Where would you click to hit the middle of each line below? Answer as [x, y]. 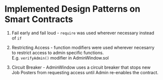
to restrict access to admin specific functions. [58, 53]
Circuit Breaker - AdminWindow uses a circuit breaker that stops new [81, 67]
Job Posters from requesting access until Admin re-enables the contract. [85, 72]
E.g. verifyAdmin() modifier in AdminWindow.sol [60, 58]
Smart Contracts [39, 19]
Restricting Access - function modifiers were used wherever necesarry [83, 47]
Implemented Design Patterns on [72, 9]
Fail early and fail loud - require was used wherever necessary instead [83, 33]
